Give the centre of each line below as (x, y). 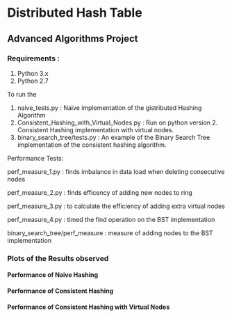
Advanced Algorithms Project (73, 39)
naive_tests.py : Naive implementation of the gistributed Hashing (109, 108)
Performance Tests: (35, 158)
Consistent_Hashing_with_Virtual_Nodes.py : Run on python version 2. (117, 122)
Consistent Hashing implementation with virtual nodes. (96, 129)
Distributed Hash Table (75, 13)
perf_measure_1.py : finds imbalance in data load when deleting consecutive (116, 171)
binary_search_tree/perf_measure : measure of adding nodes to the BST (110, 233)
